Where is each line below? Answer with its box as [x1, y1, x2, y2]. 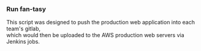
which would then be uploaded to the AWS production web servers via [6, 32, 185, 39]
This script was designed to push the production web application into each [6, 19, 195, 26]
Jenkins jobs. [6, 38, 40, 46]
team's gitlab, [6, 25, 41, 32]
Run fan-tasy [6, 5, 47, 13]
